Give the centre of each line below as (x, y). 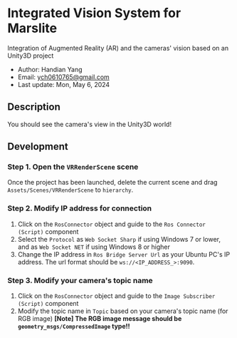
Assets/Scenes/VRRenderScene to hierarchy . (70, 190)
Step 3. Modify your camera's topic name (80, 280)
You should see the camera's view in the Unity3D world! (90, 124)
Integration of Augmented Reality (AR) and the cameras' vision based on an (118, 48)
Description (34, 107)
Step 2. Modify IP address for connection (80, 208)
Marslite (32, 28)
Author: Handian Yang (50, 69)
